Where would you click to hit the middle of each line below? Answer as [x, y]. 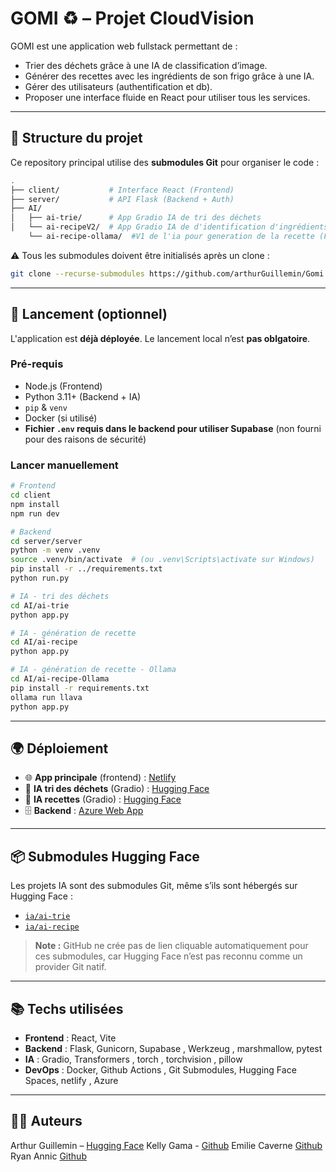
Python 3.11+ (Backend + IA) [83, 396]
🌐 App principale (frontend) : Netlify [100, 778]
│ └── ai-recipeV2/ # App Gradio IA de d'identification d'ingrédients [169, 227]
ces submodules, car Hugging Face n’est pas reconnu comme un [168, 956]
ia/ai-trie [47, 917]
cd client [31, 495]
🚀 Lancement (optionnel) [89, 314]
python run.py [40, 578]
